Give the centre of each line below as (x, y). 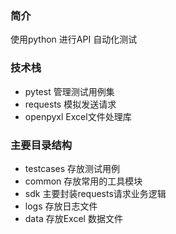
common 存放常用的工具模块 (83, 181)
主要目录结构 (41, 145)
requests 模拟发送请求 (70, 104)
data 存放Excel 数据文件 (73, 218)
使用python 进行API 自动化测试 (74, 39)
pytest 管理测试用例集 (69, 91)
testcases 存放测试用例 (72, 168)
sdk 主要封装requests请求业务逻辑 (95, 193)
